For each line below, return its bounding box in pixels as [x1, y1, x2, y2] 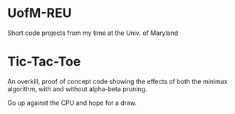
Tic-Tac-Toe [7, 53, 81, 70]
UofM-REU [7, 5, 72, 21]
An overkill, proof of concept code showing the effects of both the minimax [7, 77, 228, 85]
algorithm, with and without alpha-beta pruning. [7, 84, 147, 93]
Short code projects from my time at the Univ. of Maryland [7, 28, 179, 37]
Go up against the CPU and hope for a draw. [7, 98, 137, 107]
